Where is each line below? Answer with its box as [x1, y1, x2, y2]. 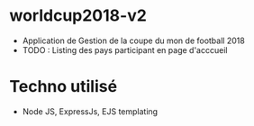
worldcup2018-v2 [9, 5, 147, 26]
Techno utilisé [9, 76, 118, 97]
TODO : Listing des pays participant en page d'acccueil [22, 44, 228, 55]
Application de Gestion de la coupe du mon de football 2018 [22, 35, 245, 46]
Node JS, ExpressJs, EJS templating [22, 105, 159, 117]
